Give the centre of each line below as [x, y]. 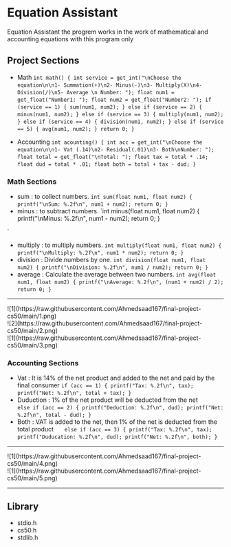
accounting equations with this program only [70, 39]
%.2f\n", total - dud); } [54, 415]
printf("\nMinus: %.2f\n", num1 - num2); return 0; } [88, 219]
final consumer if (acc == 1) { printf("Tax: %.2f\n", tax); [105, 385]
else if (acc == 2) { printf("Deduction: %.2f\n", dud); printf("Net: [120, 408]
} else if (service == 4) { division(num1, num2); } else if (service [120, 122]
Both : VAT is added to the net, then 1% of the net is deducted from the [117, 422]
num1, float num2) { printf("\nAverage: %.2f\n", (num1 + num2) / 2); [120, 282]
